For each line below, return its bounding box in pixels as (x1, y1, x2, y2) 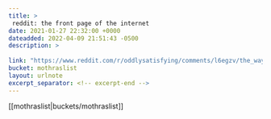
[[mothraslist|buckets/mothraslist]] (8, 101, 123, 111)
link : (8, 57, 27, 65)
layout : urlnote (8, 72, 63, 80)
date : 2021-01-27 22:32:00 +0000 (8, 27, 121, 35)
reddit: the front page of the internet (11, 19, 150, 27)
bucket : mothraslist (8, 64, 78, 72)
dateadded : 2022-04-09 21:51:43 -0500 (8, 34, 139, 43)
